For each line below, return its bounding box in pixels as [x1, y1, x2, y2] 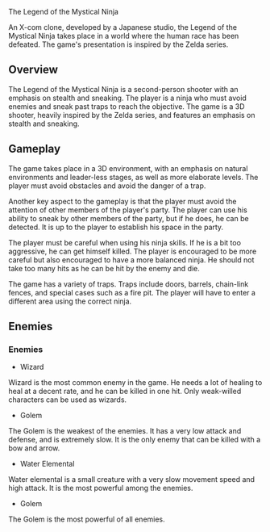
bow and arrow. [8, 443, 60, 453]
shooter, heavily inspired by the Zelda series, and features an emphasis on [8, 110, 255, 119]
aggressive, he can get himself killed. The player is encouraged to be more [8, 246, 257, 256]
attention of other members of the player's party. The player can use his [8, 205, 247, 215]
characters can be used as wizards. [8, 395, 127, 404]
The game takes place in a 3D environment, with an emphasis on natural [8, 163, 248, 173]
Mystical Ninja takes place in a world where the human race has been [8, 31, 239, 40]
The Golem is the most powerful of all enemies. [8, 514, 165, 524]
